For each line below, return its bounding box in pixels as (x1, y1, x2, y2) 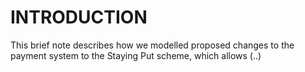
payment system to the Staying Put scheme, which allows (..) (10, 49, 262, 61)
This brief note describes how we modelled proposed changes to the (10, 39, 295, 51)
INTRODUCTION (10, 6, 148, 29)
